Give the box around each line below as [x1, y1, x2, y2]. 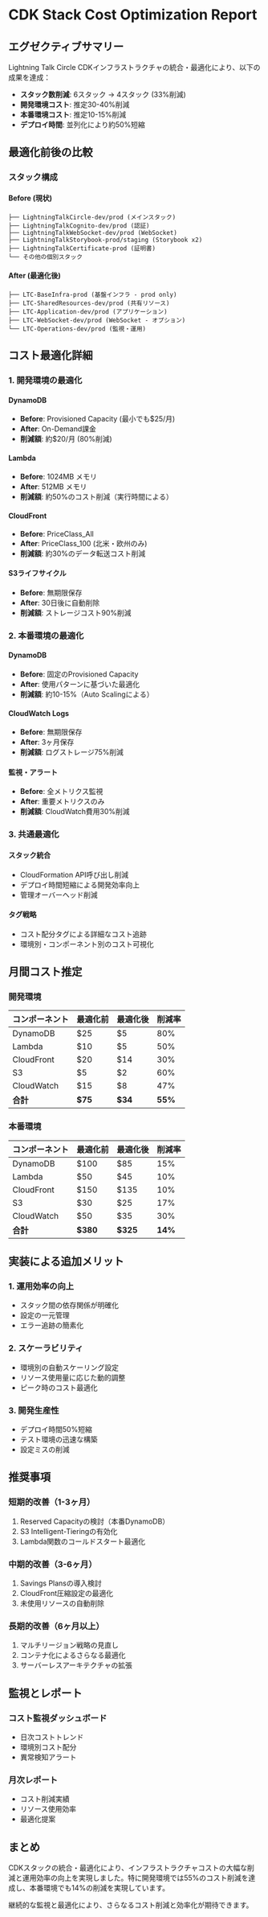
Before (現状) [8, 193, 53, 203]
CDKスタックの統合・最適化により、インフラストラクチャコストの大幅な [8, 1863, 248, 1873]
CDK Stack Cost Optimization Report [8, 6, 258, 24]
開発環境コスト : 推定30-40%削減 [19, 100, 130, 109]
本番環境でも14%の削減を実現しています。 [29, 1883, 170, 1893]
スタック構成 [8, 171, 59, 183]
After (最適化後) [8, 271, 62, 281]
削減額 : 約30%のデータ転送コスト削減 [19, 549, 146, 558]
